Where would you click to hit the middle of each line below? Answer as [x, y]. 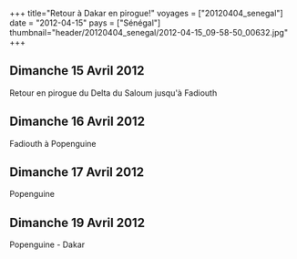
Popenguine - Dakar [47, 244]
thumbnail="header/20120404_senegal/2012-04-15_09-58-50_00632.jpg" [149, 32]
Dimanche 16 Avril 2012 [77, 122]
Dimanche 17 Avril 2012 [77, 172]
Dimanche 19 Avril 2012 [77, 223]
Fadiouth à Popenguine [53, 143]
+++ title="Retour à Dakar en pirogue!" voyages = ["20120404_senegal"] [147, 13]
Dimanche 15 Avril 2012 [77, 71]
